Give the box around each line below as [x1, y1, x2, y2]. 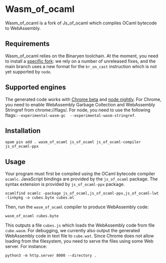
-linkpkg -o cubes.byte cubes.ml [5, 195, 75, 200]
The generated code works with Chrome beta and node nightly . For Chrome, [5, 96, 162, 102]
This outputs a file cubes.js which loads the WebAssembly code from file [5, 222, 155, 228]
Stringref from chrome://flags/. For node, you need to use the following [5, 107, 151, 113]
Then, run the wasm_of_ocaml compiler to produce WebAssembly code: [5, 204, 149, 210]
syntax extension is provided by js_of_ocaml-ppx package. [5, 181, 125, 187]
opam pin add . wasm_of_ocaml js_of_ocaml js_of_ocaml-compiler [5, 140, 141, 145]
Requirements [5, 40, 50, 48]
